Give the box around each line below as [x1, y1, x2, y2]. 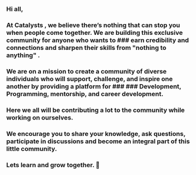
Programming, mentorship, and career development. [6, 90, 164, 98]
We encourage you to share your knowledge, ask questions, [6, 129, 186, 138]
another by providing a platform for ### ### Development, [6, 82, 182, 90]
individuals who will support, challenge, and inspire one [6, 75, 173, 83]
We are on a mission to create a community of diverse [6, 67, 167, 75]
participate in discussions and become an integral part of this [6, 137, 190, 146]
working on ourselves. [6, 113, 74, 121]
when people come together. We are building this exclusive [6, 28, 183, 37]
